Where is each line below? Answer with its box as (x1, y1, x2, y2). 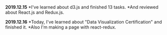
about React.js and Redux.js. (5, 9, 64, 15)
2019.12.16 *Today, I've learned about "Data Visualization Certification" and (5, 19, 162, 25)
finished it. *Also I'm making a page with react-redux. (5, 24, 117, 30)
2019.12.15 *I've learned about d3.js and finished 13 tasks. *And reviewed (5, 4, 158, 10)
